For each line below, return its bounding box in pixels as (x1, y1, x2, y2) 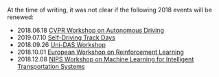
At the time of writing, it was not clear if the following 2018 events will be (7, 6, 213, 14)
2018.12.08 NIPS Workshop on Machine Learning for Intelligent (16, 55, 194, 63)
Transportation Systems (16, 63, 85, 70)
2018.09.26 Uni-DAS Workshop (16, 41, 106, 48)
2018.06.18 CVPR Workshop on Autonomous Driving (16, 27, 165, 34)
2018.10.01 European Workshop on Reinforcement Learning (16, 48, 184, 56)
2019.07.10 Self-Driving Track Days (16, 33, 115, 42)
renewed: (7, 13, 34, 21)
